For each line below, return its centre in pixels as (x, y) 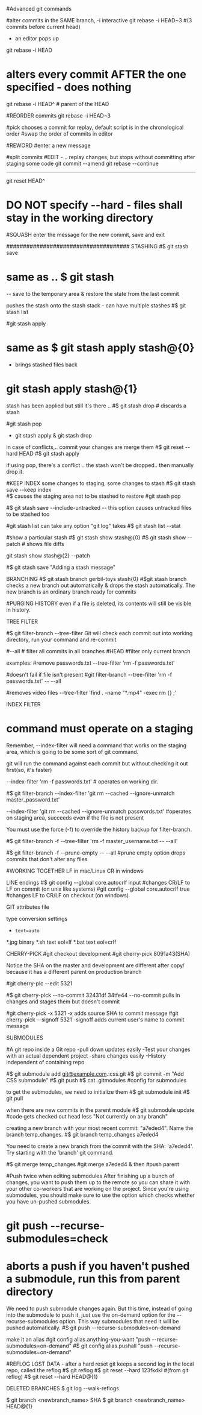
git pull (15, 1098)
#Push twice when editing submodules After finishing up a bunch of (90, 1176)
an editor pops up (37, 38)
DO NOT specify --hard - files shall (95, 205)
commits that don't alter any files (47, 859)
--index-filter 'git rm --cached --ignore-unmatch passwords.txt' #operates (99, 811)
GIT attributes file (28, 907)
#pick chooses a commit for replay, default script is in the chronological (95, 127)
